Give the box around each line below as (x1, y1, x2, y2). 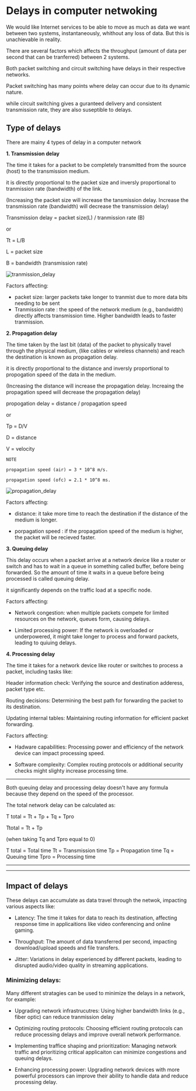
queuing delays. (14, 1055, 54, 1062)
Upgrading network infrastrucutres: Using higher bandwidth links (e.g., (14, 1007, 185, 1014)
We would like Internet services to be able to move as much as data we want (6, 23, 190, 30)
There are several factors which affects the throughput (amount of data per (6, 47, 187, 54)
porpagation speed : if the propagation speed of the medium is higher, (14, 527, 184, 534)
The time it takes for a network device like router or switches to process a (6, 661, 183, 668)
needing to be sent (14, 300, 60, 307)
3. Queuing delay (6, 545, 48, 552)
